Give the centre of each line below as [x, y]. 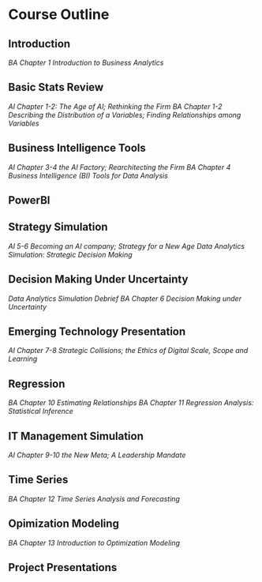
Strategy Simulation [58, 227]
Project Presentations [63, 567]
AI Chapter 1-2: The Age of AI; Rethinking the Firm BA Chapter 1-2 [115, 106]
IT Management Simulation [76, 436]
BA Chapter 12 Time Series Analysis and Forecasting [94, 498]
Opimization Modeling [64, 524]
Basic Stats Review [56, 87]
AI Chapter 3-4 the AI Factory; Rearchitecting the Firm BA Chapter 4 [120, 167]
